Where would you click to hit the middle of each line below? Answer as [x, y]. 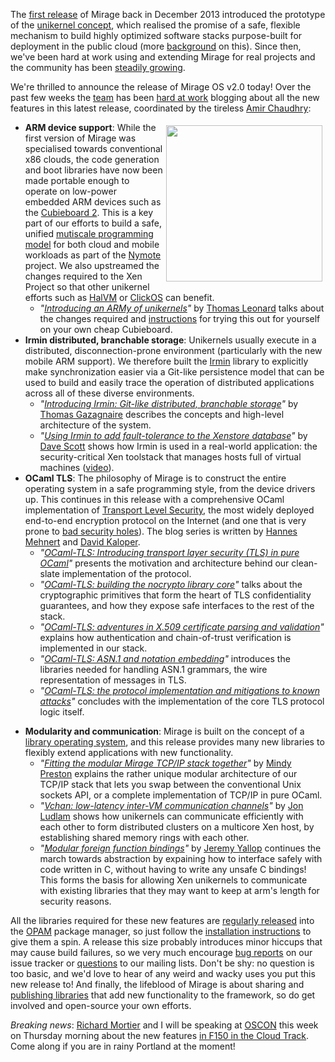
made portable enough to [77, 180]
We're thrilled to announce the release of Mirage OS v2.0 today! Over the [161, 87]
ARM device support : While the [90, 127]
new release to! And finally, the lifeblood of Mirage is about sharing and [157, 984]
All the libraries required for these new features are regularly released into [162, 920]
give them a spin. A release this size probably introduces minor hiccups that [166, 942]
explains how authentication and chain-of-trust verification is [165, 637]
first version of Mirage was [80, 138]
